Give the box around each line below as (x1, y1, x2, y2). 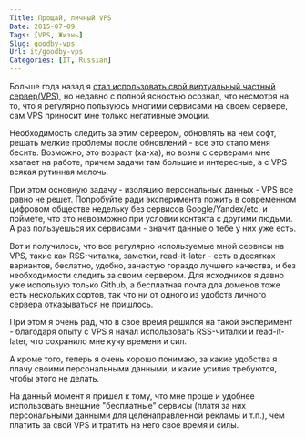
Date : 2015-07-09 (9, 22, 76, 31)
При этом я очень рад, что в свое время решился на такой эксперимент (9, 317, 293, 327)
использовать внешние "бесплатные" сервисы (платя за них (9, 401, 247, 411)
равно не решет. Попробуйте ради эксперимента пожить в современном (9, 193, 297, 204)
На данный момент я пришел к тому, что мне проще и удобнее (9, 391, 255, 402)
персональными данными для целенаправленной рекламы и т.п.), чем (9, 410, 285, 421)
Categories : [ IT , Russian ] (9, 56, 112, 65)
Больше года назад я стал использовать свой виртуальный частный (9, 81, 276, 91)
